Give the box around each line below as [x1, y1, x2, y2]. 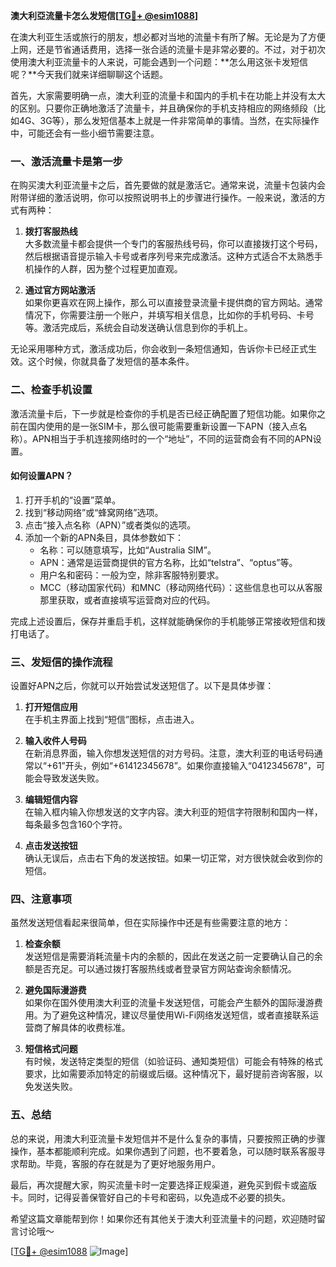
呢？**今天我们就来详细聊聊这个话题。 [10, 69, 169, 80]
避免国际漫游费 [24, 984, 87, 996]
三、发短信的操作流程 [10, 655, 113, 669]
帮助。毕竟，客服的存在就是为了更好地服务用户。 [18, 1157, 221, 1169]
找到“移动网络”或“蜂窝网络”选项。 [24, 506, 164, 518]
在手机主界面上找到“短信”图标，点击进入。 [24, 714, 200, 726]
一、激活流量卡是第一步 [10, 154, 123, 168]
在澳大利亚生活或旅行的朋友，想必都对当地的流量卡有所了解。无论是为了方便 [10, 31, 326, 43]
